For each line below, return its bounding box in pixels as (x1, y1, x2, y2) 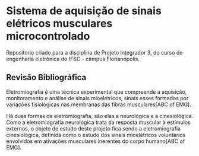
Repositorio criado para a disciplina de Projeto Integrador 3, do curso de (6, 49, 183, 56)
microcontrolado (6, 30, 90, 43)
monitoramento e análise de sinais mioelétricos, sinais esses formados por (6, 94, 189, 101)
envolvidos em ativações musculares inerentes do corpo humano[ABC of (6, 138, 185, 145)
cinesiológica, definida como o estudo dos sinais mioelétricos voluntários (6, 131, 186, 138)
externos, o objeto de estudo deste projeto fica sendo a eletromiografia (6, 125, 181, 132)
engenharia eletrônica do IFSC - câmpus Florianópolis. (6, 55, 140, 62)
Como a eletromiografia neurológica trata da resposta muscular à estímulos (6, 119, 191, 126)
